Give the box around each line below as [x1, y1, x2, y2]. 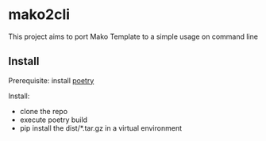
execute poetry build [19, 115, 88, 124]
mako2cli [8, 6, 70, 24]
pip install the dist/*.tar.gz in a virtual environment [19, 123, 183, 132]
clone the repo [19, 106, 68, 116]
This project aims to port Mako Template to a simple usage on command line [8, 32, 258, 41]
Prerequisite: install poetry [8, 75, 94, 85]
